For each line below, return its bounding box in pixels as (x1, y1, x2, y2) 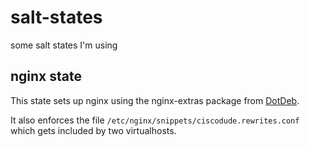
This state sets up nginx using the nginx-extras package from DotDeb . (10, 94, 300, 106)
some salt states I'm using (10, 39, 118, 51)
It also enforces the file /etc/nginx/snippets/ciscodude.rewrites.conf (10, 114, 300, 126)
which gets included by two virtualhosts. (10, 124, 177, 136)
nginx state (10, 68, 83, 85)
